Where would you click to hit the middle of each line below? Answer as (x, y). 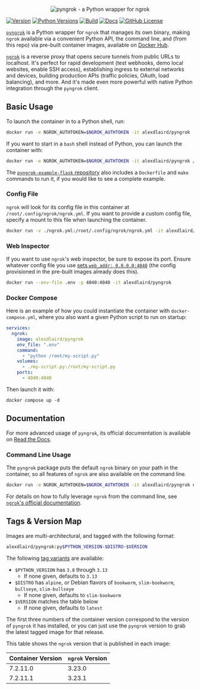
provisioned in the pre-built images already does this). (72, 272)
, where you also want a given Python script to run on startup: (111, 317)
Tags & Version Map (44, 522)
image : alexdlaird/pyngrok (50, 339)
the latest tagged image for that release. (55, 632)
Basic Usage (30, 107)
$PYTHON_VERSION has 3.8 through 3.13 (61, 570)
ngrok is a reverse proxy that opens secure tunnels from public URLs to (93, 56)
